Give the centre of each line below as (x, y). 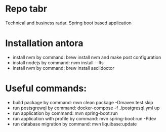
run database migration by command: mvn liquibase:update (75, 124)
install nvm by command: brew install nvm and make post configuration (87, 57)
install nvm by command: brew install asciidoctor (64, 68)
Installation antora (44, 43)
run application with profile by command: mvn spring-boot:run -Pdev (84, 118)
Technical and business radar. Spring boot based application (68, 23)
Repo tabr (26, 9)
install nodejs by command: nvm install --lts (58, 62)
